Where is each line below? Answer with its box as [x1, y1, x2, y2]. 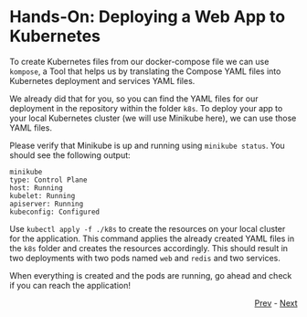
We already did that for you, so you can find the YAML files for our [9, 93, 259, 104]
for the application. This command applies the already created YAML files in [9, 233, 295, 244]
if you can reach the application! [9, 280, 131, 291]
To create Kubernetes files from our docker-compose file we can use [9, 56, 270, 67]
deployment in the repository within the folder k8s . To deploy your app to [9, 102, 283, 113]
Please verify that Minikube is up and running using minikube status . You [9, 140, 285, 151]
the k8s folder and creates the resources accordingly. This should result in [9, 242, 289, 253]
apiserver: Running [9, 199, 84, 208]
